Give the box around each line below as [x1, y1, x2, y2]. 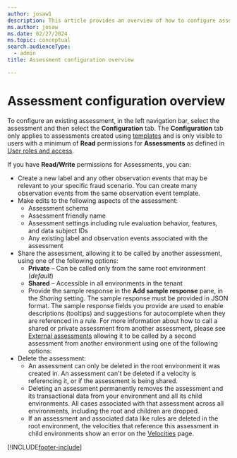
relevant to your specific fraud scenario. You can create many [17, 181, 197, 189]
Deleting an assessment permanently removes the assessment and [28, 384, 224, 392]
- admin [13, 50, 37, 57]
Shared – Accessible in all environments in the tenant [28, 278, 183, 287]
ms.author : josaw [7, 23, 59, 30]
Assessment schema [28, 204, 90, 212]
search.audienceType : [7, 43, 71, 50]
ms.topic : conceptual [7, 37, 71, 44]
